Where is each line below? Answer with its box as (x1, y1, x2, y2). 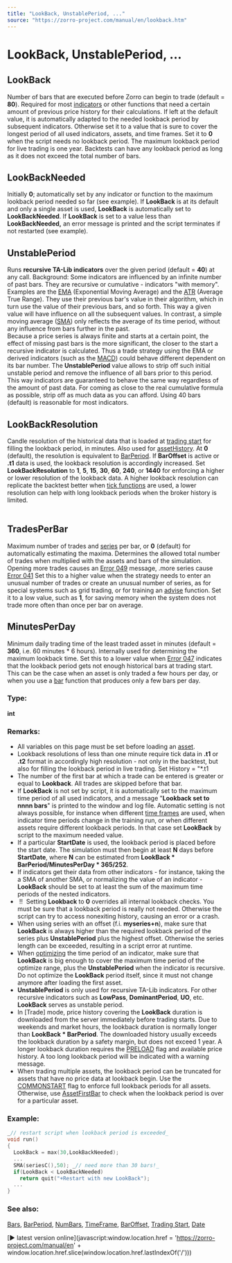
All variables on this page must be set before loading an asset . (17, 742, 195, 751)
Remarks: (7, 726, 40, 736)
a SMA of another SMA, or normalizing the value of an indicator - (17, 876, 203, 884)
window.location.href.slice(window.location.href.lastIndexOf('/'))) (7, 1248, 192, 1257)
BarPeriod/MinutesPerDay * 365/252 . (17, 860, 129, 869)
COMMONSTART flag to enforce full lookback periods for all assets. (17, 1082, 211, 1090)
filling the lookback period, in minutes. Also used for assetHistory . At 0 (7, 444, 208, 452)
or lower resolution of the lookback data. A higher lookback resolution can (7, 474, 219, 482)
